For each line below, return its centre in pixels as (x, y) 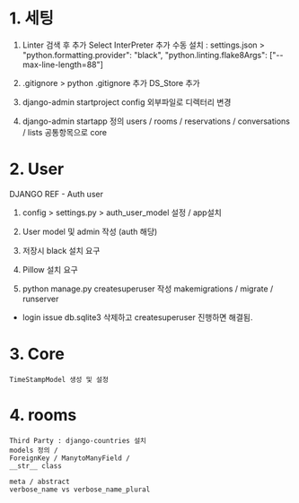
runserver (40, 299)
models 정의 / (34, 450)
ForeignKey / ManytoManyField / (70, 458)
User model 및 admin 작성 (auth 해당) (90, 231)
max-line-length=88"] (62, 65)
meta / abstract (40, 481)
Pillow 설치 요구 (50, 269)
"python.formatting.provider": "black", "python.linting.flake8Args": (145, 55)
